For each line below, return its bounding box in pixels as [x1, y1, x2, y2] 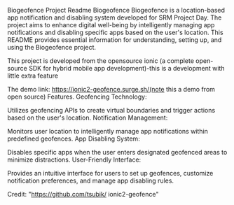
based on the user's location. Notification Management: [7, 113, 168, 122]
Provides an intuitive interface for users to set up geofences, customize [7, 169, 214, 177]
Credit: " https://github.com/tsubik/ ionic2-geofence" [7, 190, 159, 198]
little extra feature [7, 71, 58, 80]
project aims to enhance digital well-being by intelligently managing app [7, 21, 215, 29]
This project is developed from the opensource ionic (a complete [7, 57, 195, 65]
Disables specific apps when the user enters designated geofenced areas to [7, 148, 228, 156]
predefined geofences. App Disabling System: [7, 134, 140, 143]
